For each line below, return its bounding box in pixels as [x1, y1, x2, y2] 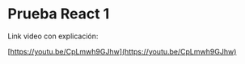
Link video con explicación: [7, 31, 99, 41]
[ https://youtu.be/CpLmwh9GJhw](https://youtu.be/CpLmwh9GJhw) [7, 46, 237, 56]
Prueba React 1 [7, 5, 110, 23]
